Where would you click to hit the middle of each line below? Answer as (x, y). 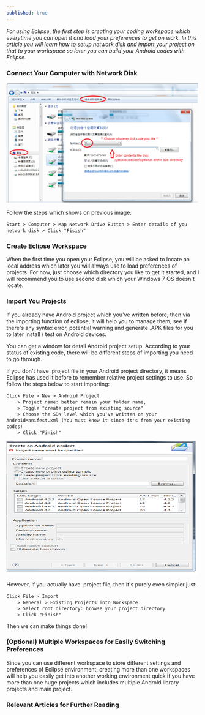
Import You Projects (36, 301)
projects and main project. (39, 689)
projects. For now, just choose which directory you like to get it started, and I (103, 272)
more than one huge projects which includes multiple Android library (93, 682)
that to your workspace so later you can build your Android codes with (95, 51)
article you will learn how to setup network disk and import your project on (100, 44)
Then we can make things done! (47, 626)
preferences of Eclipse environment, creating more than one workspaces (99, 669)
